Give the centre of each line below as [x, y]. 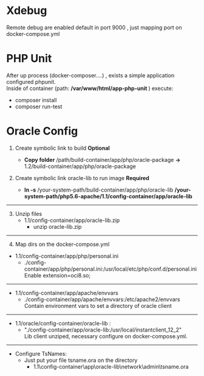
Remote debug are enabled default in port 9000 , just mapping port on [94, 27]
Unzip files [29, 214]
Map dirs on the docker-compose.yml [62, 244]
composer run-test [39, 106]
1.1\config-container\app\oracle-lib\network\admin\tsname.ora [111, 366]
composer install [36, 100]
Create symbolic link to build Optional [63, 148]
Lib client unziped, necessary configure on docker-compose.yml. [106, 336]
